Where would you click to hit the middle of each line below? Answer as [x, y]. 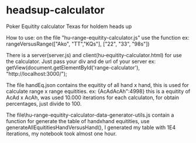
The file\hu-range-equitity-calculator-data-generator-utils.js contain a [90, 115]
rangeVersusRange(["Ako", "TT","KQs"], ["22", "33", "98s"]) [78, 44]
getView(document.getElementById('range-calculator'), [73, 67]
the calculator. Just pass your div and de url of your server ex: [81, 61]
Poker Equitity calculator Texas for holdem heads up [69, 26]
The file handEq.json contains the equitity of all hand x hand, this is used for [97, 85]
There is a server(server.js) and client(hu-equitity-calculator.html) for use [94, 55]
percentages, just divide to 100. [44, 103]
